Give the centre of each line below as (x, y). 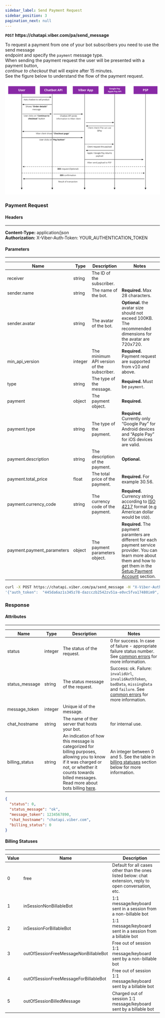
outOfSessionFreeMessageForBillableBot (65, 978)
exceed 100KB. (137, 318)
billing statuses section (133, 762)
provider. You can (139, 550)
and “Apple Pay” (138, 434)
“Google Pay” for (138, 424)
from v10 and (135, 366)
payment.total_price (27, 479)
